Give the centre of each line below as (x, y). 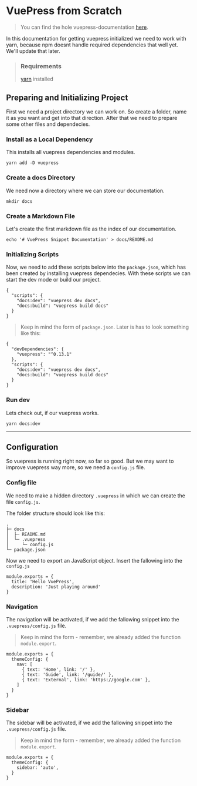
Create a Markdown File (40, 216)
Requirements (41, 66)
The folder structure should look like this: (56, 513)
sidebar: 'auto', (38, 768)
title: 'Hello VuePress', (43, 581)
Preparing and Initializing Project (67, 97)
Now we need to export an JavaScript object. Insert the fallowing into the (94, 560)
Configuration (32, 447)
